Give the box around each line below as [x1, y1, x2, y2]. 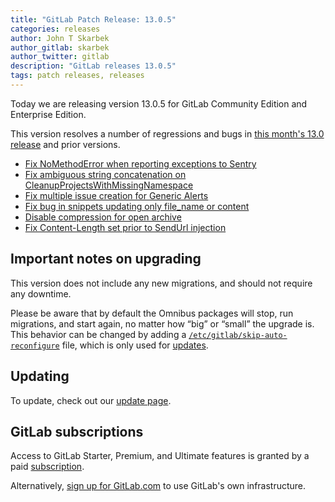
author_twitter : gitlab [10, 52, 110, 62]
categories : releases [10, 24, 101, 34]
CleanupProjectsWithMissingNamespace [24, 179, 194, 191]
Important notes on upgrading [10, 251, 202, 268]
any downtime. [10, 287, 72, 300]
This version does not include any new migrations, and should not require [10, 277, 313, 289]
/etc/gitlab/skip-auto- [188, 330, 288, 340]
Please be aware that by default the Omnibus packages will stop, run [10, 307, 294, 319]
